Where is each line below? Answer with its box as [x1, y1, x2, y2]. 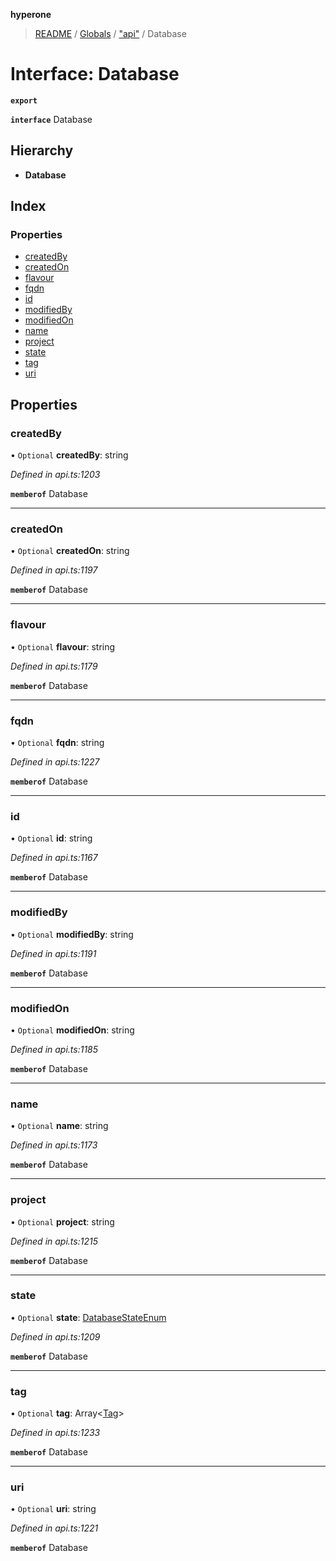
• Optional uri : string [10, 1503, 97, 1515]
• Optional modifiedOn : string [10, 1024, 135, 1036]
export [10, 95, 38, 106]
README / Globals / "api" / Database [34, 28, 187, 39]
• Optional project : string [10, 1215, 115, 1228]
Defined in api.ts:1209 [10, 1330, 101, 1343]
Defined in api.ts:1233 [10, 1427, 101, 1439]
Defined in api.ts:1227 [10, 756, 100, 768]
